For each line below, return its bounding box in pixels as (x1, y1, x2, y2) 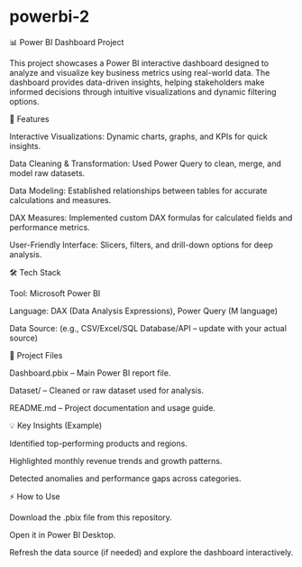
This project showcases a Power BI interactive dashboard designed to (9, 57, 269, 69)
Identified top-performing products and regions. (9, 438, 188, 449)
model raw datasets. (9, 167, 86, 178)
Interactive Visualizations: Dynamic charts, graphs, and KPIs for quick (9, 131, 268, 142)
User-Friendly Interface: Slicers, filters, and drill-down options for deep (9, 239, 273, 250)
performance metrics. (9, 221, 90, 232)
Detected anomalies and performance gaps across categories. (9, 472, 242, 484)
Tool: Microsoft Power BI (9, 287, 101, 299)
